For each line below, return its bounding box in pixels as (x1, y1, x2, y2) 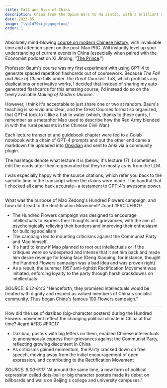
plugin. (5, 148, 19, 154)
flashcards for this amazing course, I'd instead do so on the (27, 86, 149, 92)
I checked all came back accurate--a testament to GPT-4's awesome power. (5, 183, 162, 189)
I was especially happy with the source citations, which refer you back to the (5, 172, 162, 178)
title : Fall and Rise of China (5, 7, 70, 12)
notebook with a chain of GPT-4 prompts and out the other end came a (5, 137, 151, 143)
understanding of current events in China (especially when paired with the (5, 50, 157, 56)
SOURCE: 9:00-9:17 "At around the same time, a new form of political (5, 367, 147, 373)
